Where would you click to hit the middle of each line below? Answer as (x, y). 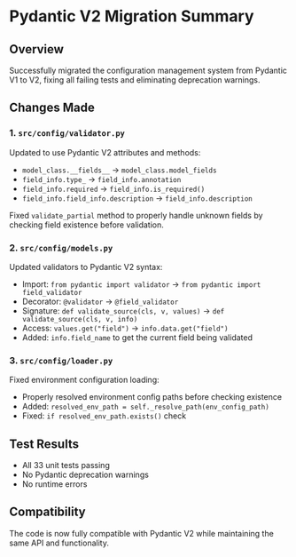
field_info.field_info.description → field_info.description (137, 198)
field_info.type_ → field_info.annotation (101, 179)
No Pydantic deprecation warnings (85, 475)
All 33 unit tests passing (66, 465)
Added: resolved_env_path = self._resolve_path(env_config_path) (146, 407)
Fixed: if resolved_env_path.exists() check (104, 416)
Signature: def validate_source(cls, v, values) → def (123, 310)
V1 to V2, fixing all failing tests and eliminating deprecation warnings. (135, 80)
